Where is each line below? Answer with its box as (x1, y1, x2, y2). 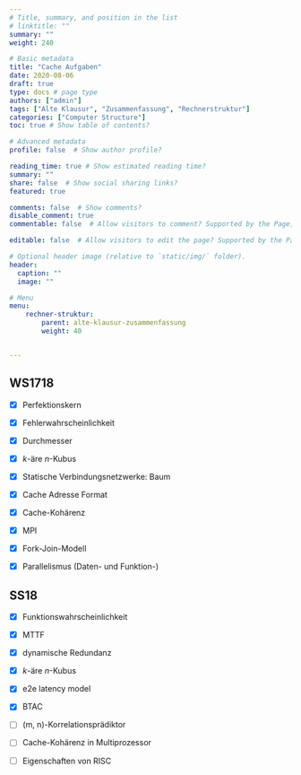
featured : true (9, 187, 66, 196)
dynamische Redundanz (21, 648, 112, 658)
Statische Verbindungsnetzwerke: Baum (21, 471, 171, 482)
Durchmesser (21, 435, 73, 446)
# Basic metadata (9, 55, 74, 64)
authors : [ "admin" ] (9, 96, 82, 105)
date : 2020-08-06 (9, 71, 74, 81)
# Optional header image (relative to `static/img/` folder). (9, 252, 246, 261)
